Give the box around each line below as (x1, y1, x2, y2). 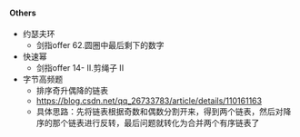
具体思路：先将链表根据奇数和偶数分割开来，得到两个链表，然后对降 (35, 106, 292, 117)
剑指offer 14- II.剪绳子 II (35, 63, 125, 73)
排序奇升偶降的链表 (35, 85, 109, 96)
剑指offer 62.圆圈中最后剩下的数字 (35, 40, 165, 51)
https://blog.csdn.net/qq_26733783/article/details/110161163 (35, 95, 262, 106)
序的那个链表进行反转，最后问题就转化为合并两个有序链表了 (35, 118, 260, 129)
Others (9, 7, 36, 18)
